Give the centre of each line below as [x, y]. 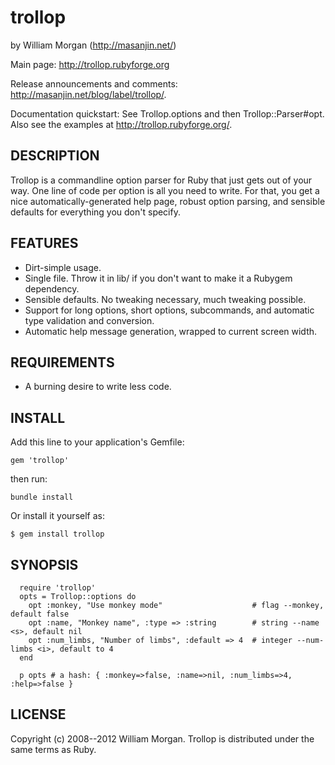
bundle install [42, 497]
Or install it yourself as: [57, 516]
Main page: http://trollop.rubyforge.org [90, 64]
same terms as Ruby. [53, 749]
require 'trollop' [58, 588]
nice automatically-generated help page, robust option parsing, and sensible [168, 201]
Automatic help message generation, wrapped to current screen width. [171, 331]
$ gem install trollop [57, 534]
